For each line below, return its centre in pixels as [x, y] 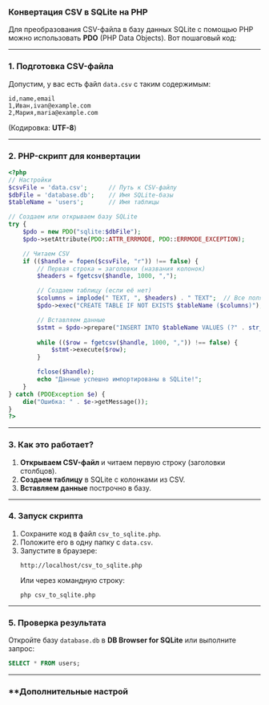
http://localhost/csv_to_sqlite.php [81, 565]
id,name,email [32, 99]
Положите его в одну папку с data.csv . [86, 542]
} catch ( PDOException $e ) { [57, 394]
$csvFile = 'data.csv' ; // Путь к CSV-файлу [93, 187]
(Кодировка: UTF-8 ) [43, 128]
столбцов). [38, 471]
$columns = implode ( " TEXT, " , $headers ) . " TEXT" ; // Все [141, 298]
